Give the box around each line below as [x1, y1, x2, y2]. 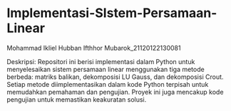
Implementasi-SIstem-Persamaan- [6, 5, 217, 21]
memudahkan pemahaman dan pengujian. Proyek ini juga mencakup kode [6, 88, 224, 96]
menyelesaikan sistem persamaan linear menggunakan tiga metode [6, 65, 205, 73]
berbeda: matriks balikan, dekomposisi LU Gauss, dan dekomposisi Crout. [6, 73, 224, 81]
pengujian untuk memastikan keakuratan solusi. [6, 95, 147, 104]
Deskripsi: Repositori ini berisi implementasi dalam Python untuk [6, 57, 195, 65]
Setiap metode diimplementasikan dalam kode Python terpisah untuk [6, 80, 209, 88]
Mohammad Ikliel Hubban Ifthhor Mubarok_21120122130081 [6, 43, 181, 52]
